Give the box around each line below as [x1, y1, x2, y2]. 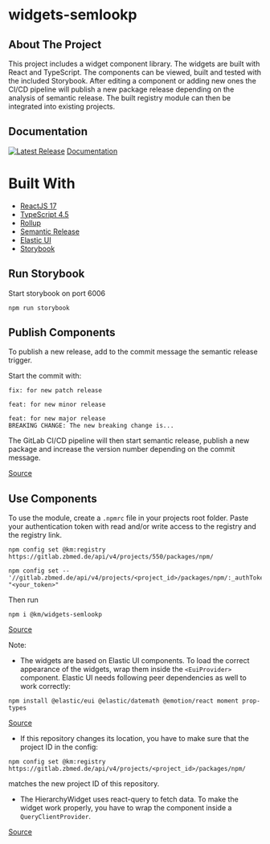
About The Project [8, 38, 102, 51]
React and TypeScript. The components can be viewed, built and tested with [8, 68, 262, 77]
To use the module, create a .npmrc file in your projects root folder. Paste [8, 513, 249, 523]
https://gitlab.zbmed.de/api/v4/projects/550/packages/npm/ [8, 553, 215, 561]
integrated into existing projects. [8, 102, 115, 111]
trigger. [8, 355, 33, 365]
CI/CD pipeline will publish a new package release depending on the [8, 84, 235, 94]
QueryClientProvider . [19, 812, 91, 821]
